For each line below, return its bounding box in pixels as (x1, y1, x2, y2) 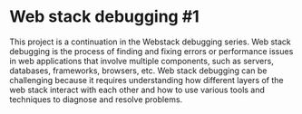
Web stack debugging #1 (9, 6, 200, 27)
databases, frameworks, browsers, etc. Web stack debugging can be (9, 65, 268, 76)
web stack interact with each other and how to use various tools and (9, 84, 266, 95)
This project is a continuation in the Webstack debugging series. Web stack (9, 36, 292, 47)
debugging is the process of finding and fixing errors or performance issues (9, 45, 294, 56)
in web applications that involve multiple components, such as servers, (9, 55, 274, 66)
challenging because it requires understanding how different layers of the (9, 74, 284, 85)
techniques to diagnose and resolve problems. (9, 93, 183, 105)
